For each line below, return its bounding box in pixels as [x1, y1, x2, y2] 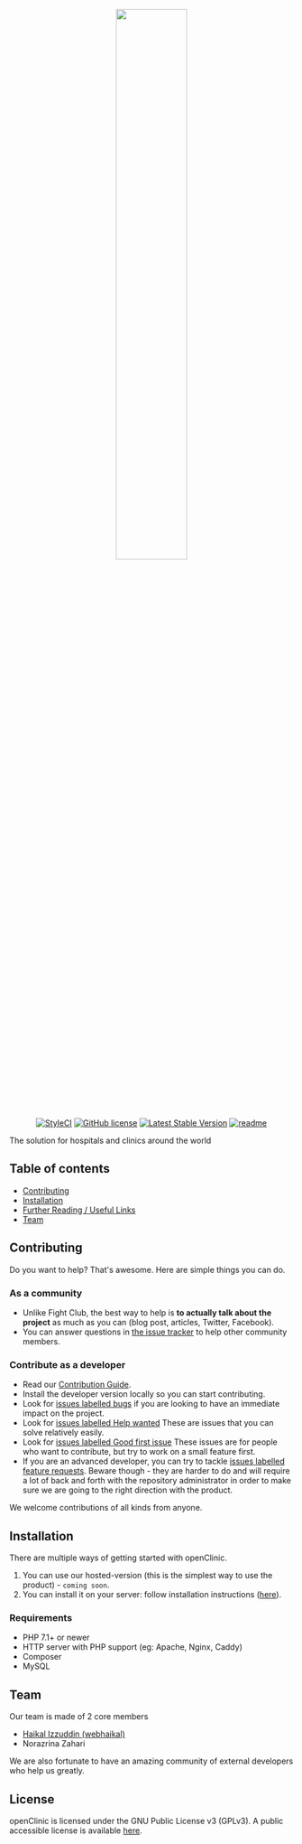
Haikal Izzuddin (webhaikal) [22, 1728, 126, 1739]
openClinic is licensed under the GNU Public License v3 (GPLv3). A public [9, 1815, 284, 1826]
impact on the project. [22, 1408, 105, 1418]
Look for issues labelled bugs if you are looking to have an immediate [22, 1399, 280, 1409]
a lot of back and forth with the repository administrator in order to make [22, 1475, 291, 1486]
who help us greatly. [9, 1765, 86, 1776]
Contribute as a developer [9, 1358, 126, 1371]
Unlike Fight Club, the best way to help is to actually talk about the [22, 1306, 272, 1318]
